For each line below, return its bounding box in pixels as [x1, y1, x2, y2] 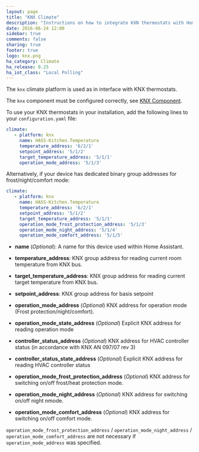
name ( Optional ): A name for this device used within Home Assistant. [14, 243, 184, 250]
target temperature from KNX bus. [14, 279, 98, 286]
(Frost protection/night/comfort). [14, 308, 95, 315]
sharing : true [6, 42, 41, 48]
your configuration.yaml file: [6, 115, 77, 122]
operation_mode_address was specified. [6, 439, 102, 446]
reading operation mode [14, 326, 74, 333]
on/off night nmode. [14, 397, 64, 404]
